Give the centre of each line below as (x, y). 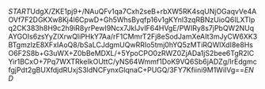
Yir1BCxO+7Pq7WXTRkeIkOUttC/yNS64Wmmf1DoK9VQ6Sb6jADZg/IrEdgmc (132, 61)
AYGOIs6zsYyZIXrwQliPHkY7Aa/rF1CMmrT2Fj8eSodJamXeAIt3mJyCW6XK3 (133, 36)
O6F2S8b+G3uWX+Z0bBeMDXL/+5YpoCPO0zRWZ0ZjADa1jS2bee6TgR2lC (131, 53)
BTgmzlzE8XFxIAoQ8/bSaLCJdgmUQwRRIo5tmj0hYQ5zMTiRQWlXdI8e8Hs (131, 45)
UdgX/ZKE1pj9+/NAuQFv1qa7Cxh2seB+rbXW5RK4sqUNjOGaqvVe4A (144, 11)
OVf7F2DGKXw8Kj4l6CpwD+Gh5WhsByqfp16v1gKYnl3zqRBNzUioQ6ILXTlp (132, 20)
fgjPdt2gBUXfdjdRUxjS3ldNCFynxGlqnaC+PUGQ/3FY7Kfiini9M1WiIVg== (127, 70)
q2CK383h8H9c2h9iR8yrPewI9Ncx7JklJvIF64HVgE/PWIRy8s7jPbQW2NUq (131, 28)
